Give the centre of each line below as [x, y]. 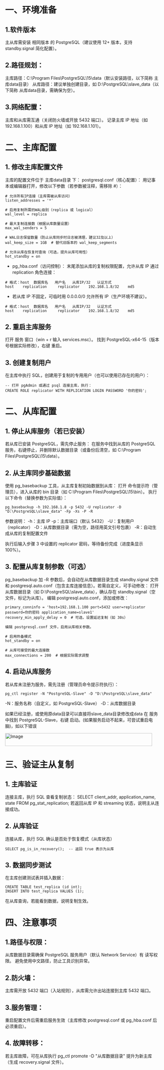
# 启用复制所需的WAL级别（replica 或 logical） [50, 210]
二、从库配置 [31, 412]
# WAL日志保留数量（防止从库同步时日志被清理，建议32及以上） [60, 237]
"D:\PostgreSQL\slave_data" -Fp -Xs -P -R [49, 512]
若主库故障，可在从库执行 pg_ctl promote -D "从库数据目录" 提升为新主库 [79, 1056]
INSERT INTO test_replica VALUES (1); [45, 891]
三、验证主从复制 [40, 764]
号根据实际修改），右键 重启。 [35, 346]
